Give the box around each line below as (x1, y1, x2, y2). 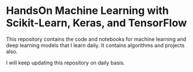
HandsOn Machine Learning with (6, 4, 169, 17)
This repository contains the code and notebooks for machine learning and (6, 35, 187, 42)
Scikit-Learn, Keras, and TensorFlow (6, 16, 187, 30)
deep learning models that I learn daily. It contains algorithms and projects (6, 42, 185, 49)
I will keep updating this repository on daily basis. (6, 59, 125, 66)
